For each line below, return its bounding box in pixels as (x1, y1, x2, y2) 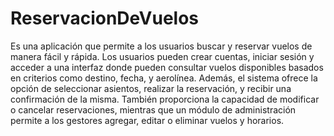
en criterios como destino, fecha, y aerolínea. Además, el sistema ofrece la (10, 72, 318, 84)
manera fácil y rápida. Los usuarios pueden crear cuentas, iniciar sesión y (10, 50, 315, 62)
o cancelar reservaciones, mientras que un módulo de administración (10, 103, 297, 116)
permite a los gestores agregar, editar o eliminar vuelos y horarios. (10, 114, 285, 126)
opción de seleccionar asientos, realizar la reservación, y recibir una (10, 82, 292, 94)
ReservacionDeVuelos (10, 7, 200, 30)
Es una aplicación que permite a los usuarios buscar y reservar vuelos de (10, 40, 313, 52)
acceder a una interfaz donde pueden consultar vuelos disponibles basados (10, 61, 324, 73)
